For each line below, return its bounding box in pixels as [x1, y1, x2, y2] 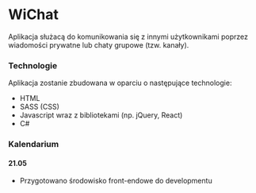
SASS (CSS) [19, 102, 59, 112]
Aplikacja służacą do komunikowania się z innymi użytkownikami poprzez [8, 32, 248, 41]
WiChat [8, 6, 59, 24]
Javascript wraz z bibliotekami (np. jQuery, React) [19, 110, 183, 120]
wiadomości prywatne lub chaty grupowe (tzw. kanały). [8, 40, 189, 49]
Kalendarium [8, 139, 59, 150]
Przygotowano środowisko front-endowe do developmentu [19, 176, 212, 186]
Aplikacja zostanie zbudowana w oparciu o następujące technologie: [8, 78, 232, 88]
